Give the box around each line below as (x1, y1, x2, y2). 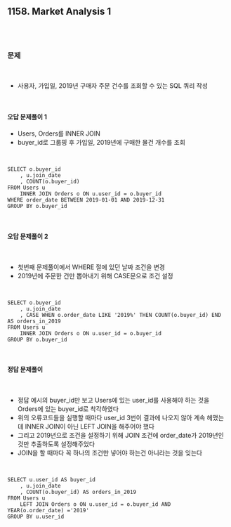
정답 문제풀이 (7, 365, 44, 374)
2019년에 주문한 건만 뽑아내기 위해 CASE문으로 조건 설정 (17, 271, 173, 280)
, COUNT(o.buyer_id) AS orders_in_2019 (20, 488, 137, 495)
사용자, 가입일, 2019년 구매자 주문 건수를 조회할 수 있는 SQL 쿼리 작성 (17, 82, 209, 90)
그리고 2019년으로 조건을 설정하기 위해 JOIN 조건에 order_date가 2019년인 (17, 431, 225, 439)
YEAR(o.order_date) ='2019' (7, 507, 90, 514)
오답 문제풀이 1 (7, 112, 47, 121)
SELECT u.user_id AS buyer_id (7, 476, 96, 483)
